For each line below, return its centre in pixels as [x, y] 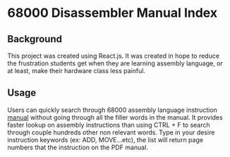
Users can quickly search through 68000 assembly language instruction [112, 110]
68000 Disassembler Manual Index [112, 13]
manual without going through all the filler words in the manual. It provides [115, 117]
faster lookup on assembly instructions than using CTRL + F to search [109, 125]
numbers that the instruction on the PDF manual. [78, 147]
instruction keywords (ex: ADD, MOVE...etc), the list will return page [105, 139]
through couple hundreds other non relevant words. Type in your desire [111, 132]
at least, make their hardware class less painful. [77, 71]
